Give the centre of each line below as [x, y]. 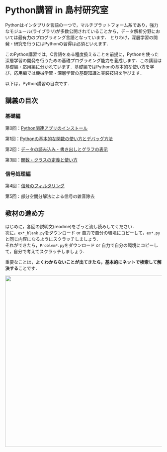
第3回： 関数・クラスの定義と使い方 [42, 159]
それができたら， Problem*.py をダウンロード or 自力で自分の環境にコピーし [82, 245]
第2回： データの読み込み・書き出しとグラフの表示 [57, 149]
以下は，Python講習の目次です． [39, 83]
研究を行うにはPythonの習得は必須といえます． [62, 43]
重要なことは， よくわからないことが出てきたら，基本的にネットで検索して [81, 262]
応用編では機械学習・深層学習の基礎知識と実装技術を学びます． [79, 73]
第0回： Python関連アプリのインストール [46, 128]
